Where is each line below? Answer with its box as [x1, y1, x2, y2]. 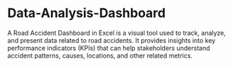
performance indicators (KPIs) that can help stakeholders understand [7, 43, 210, 52]
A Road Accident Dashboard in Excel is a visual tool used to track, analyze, [7, 29, 226, 37]
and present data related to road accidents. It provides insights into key [7, 36, 216, 44]
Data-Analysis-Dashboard [7, 5, 166, 21]
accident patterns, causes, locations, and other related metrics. [7, 51, 193, 60]
